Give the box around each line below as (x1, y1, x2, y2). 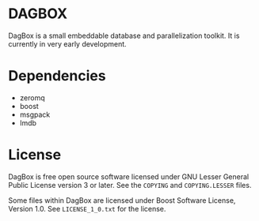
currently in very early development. (8, 39, 127, 48)
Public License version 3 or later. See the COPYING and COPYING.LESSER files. (8, 180, 252, 189)
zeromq (19, 92, 45, 103)
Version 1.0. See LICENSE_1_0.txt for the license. (8, 204, 166, 213)
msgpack (19, 110, 51, 119)
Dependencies (8, 67, 106, 85)
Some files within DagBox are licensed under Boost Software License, (8, 195, 236, 205)
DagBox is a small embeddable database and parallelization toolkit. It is (8, 31, 240, 40)
